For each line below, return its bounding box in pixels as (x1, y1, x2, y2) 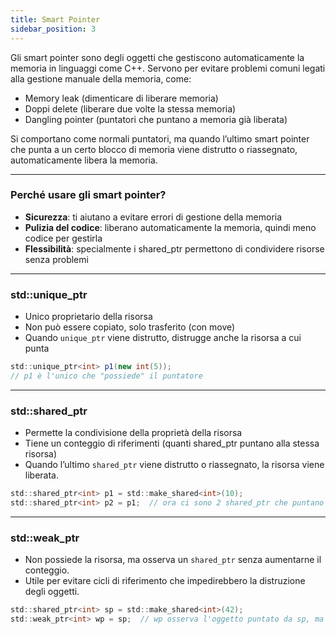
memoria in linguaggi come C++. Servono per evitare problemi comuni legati (10, 62, 326, 74)
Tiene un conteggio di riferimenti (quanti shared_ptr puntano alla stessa (24, 437, 320, 450)
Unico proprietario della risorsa (24, 311, 153, 323)
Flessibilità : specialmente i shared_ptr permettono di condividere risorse (24, 242, 325, 255)
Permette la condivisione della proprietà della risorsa (24, 427, 243, 439)
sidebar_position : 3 (10, 24, 97, 34)
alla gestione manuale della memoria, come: (10, 72, 192, 85)
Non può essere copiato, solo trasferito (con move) (24, 321, 236, 333)
